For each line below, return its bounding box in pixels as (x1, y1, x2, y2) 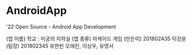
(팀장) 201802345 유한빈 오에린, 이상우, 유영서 (6, 42, 114, 49)
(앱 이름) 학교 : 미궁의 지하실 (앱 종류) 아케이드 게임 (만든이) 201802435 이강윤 (6, 35, 186, 42)
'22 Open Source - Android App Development (6, 23, 116, 30)
